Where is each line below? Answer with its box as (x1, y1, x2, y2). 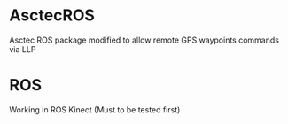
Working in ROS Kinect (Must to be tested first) (9, 104, 181, 115)
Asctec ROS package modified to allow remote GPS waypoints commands (9, 35, 279, 45)
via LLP (9, 43, 36, 54)
